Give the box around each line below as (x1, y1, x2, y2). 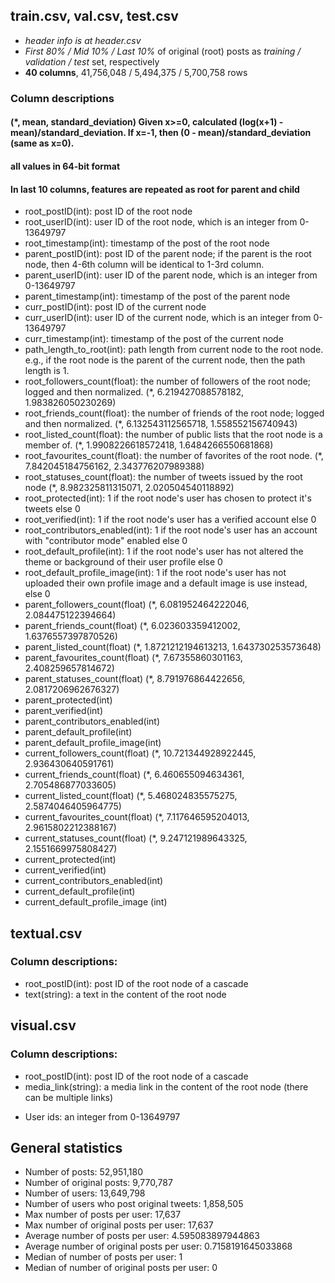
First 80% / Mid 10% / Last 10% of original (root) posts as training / (24, 45, 302, 57)
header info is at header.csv (24, 34, 142, 46)
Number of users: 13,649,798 (24, 1187, 146, 1199)
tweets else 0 (24, 503, 81, 515)
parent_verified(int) (24, 705, 104, 717)
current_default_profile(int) (24, 885, 136, 898)
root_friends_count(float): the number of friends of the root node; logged (24, 407, 325, 419)
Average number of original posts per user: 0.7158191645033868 (24, 1240, 293, 1253)
